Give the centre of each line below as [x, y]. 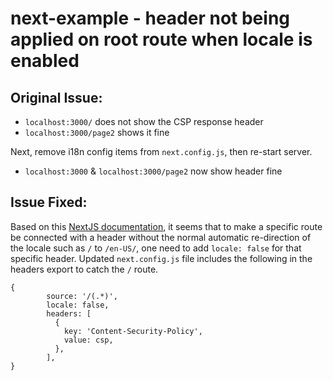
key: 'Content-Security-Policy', [133, 331]
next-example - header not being [150, 18]
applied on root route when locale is [161, 39]
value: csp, [88, 340]
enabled [45, 61]
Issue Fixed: [49, 202]
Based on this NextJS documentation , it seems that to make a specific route [166, 226]
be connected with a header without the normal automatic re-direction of [161, 237]
